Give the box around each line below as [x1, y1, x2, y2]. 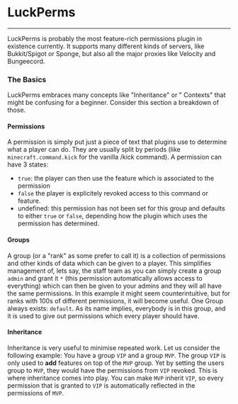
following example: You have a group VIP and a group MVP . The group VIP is [7, 351, 227, 359]
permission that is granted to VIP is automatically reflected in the [7, 381, 196, 390]
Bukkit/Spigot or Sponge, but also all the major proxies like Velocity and [7, 49, 216, 57]
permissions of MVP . [7, 388, 64, 397]
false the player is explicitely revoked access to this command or [17, 189, 209, 198]
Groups [7, 235, 30, 245]
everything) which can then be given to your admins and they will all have [7, 281, 222, 290]
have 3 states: [7, 160, 49, 169]
